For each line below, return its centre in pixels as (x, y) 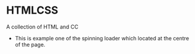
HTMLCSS (32, 10)
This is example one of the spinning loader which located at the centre (102, 38)
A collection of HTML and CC (43, 27)
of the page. (30, 45)
